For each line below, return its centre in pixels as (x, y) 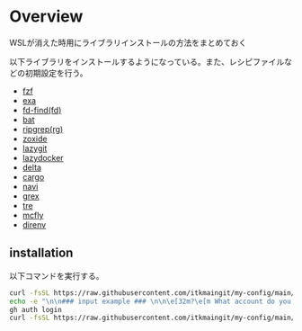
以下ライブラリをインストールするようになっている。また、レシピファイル (147, 61)
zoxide (35, 139)
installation (41, 253)
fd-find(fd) (42, 110)
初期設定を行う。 (56, 73)
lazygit (35, 148)
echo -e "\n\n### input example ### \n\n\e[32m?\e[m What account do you (151, 301)
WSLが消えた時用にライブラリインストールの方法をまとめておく (128, 42)
